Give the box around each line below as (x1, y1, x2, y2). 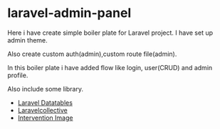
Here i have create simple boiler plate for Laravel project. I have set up (7, 28, 214, 37)
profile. (7, 71, 28, 79)
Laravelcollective (17, 106, 68, 114)
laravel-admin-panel (7, 5, 132, 21)
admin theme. (7, 35, 48, 44)
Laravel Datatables (17, 98, 73, 107)
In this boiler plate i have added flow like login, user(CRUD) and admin (7, 63, 213, 72)
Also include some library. (7, 84, 84, 93)
